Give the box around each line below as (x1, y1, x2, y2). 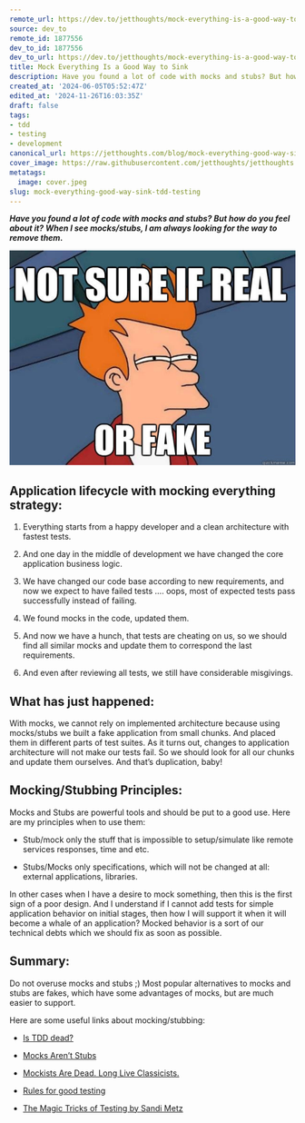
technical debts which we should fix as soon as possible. (9, 927, 222, 938)
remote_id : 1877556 (9, 34, 84, 43)
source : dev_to (9, 24, 67, 34)
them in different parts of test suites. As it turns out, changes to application (9, 737, 290, 748)
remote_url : (9, 15, 54, 24)
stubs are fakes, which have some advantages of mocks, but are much (9, 987, 274, 999)
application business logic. (22, 559, 123, 570)
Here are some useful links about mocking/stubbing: (9, 1014, 206, 1026)
